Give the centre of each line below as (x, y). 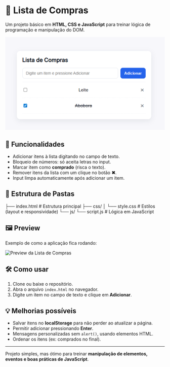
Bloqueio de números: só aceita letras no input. (62, 161)
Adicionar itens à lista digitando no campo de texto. (66, 156)
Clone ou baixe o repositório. (43, 284)
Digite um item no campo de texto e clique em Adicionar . (72, 295)
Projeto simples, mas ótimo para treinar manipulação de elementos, (76, 354)
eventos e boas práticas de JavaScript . (47, 359)
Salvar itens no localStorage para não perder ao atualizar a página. (83, 323)
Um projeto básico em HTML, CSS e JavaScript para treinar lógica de (78, 24)
